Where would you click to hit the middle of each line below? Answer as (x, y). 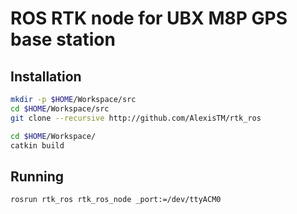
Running (37, 176)
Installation (46, 76)
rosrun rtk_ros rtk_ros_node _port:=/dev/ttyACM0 (116, 200)
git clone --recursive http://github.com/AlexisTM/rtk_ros (136, 118)
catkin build (37, 145)
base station (63, 39)
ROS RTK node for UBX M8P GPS (149, 18)
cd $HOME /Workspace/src (60, 108)
